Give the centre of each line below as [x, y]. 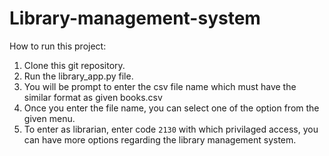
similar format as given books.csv [93, 97]
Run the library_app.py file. [78, 76]
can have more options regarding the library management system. [160, 139]
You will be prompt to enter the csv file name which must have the [160, 86]
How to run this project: [58, 46]
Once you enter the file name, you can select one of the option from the [171, 108]
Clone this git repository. [74, 65]
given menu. [49, 118]
